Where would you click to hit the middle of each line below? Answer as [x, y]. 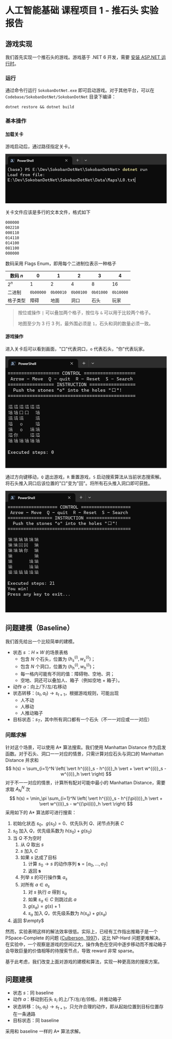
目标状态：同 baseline [36, 1020]
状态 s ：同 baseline [33, 993]
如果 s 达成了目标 [39, 857]
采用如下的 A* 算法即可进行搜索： [41, 812]
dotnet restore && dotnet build [40, 107]
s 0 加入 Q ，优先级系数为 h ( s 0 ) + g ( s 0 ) [52, 831]
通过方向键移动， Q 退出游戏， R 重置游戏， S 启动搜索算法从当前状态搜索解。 [85, 477]
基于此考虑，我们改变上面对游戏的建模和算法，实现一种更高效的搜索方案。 [84, 962]
